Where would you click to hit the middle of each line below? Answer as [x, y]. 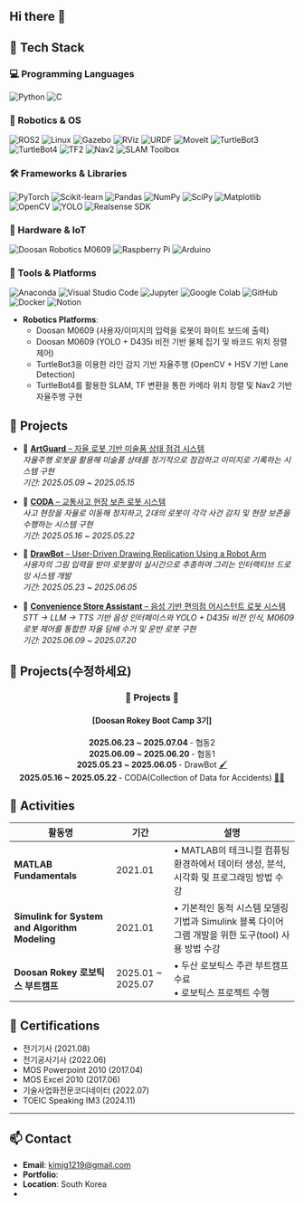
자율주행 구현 [59, 397]
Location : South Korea [64, 1184]
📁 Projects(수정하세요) [71, 672]
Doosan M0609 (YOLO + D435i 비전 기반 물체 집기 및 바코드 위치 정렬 [161, 342]
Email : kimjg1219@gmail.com [76, 1165]
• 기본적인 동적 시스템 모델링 [231, 908]
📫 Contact [41, 1139]
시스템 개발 [52, 576]
